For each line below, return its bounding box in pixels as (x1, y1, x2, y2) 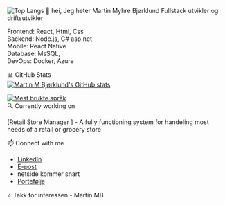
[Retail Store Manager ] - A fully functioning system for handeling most (7, 118, 209, 126)
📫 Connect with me (7, 139, 64, 147)
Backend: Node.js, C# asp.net (7, 35, 92, 43)
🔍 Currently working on (7, 102, 75, 110)
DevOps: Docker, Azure (7, 57, 74, 65)
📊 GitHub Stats (7, 71, 51, 79)
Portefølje (17, 177, 46, 185)
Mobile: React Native (7, 42, 67, 50)
